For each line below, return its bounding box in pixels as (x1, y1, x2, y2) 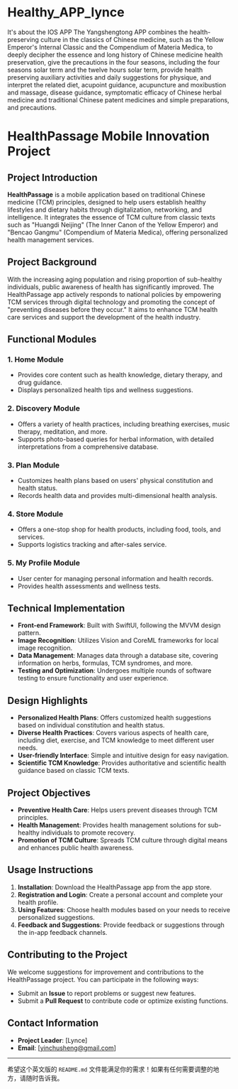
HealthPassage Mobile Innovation (7, 129, 210, 144)
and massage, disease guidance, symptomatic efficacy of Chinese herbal (7, 88, 222, 97)
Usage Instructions (7, 864, 93, 876)
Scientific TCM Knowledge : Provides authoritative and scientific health (17, 759, 227, 767)
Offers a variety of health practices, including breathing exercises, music (17, 420, 230, 428)
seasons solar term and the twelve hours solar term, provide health (7, 65, 203, 74)
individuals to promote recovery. (41, 828, 136, 837)
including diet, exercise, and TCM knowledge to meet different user (17, 736, 215, 744)
